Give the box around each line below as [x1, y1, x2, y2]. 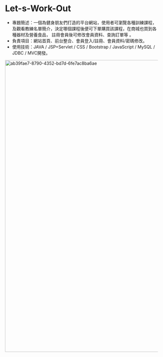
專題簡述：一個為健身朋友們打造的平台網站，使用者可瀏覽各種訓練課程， [12, 19, 157, 25]
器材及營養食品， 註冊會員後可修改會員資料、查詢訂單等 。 [16, 32, 134, 37]
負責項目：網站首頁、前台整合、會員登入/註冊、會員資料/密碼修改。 [12, 37, 147, 44]
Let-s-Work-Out [5, 3, 71, 14]
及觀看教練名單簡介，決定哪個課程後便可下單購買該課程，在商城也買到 [12, 25, 153, 32]
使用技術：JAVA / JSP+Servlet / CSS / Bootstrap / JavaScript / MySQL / [12, 44, 155, 50]
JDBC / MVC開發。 [12, 50, 50, 56]
